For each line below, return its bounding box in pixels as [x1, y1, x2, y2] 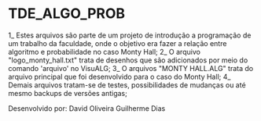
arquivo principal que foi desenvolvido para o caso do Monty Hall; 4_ [8, 72, 231, 81]
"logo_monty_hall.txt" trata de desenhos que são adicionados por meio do [8, 55, 248, 65]
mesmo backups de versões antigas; [8, 88, 127, 98]
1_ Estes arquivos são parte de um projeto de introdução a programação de [8, 30, 252, 40]
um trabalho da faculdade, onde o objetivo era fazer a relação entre [8, 38, 227, 48]
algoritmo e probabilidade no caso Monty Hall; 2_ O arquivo [8, 47, 200, 56]
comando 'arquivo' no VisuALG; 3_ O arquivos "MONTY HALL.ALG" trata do [8, 63, 254, 73]
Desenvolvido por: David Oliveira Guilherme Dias [8, 103, 166, 113]
